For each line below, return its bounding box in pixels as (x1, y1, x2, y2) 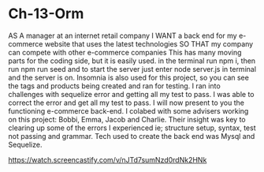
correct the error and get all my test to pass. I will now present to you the (8, 98, 244, 107)
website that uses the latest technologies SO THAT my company (44, 39, 254, 48)
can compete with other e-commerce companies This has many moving (8, 47, 242, 57)
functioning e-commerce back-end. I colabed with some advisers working (8, 106, 249, 115)
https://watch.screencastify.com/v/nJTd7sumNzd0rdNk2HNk (8, 155, 207, 164)
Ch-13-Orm (8, 5, 84, 23)
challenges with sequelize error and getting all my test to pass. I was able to (8, 89, 255, 99)
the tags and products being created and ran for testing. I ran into (8, 80, 221, 91)
